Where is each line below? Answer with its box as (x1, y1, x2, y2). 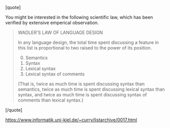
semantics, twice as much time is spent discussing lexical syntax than (17, 86, 165, 92)
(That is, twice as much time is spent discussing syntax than (17, 81, 145, 87)
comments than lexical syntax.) (17, 97, 84, 103)
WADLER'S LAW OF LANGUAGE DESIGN (17, 30, 103, 35)
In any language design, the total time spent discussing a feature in (17, 39, 159, 45)
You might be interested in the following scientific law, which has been (5, 14, 153, 20)
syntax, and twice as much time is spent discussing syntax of (17, 92, 147, 97)
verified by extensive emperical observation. (5, 20, 99, 25)
